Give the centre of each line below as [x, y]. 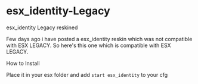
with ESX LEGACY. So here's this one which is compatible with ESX [89, 45]
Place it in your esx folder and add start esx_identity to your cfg [87, 74]
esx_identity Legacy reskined [42, 27]
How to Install [23, 63]
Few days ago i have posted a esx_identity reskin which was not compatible [99, 39]
